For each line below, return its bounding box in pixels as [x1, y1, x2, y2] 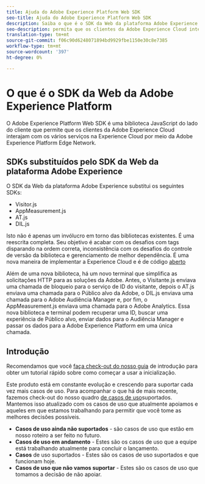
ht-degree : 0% [6, 54, 43, 61]
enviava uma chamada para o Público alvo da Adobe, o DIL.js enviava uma [6, 289, 193, 297]
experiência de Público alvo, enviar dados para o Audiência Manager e [6, 316, 184, 323]
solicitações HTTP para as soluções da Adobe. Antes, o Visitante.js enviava [6, 277, 196, 284]
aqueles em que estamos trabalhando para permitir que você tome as [6, 407, 182, 414]
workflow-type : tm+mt [6, 43, 62, 50]
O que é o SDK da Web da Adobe [6, 86, 174, 100]
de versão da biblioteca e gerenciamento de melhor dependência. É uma [6, 251, 189, 259]
